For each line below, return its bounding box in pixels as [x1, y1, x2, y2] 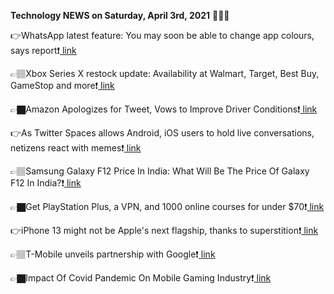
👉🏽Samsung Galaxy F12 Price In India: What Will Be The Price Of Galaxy [10, 165, 310, 177]
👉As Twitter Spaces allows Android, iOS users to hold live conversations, [10, 127, 315, 139]
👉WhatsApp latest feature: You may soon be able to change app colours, [10, 30, 315, 41]
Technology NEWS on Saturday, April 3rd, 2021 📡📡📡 [10, 10, 230, 21]
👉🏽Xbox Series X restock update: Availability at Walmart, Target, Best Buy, [10, 68, 320, 79]
